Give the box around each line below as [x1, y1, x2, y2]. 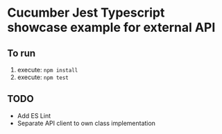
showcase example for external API [7, 19, 216, 35]
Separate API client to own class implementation [17, 119, 156, 127]
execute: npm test [17, 73, 69, 81]
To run [7, 47, 36, 59]
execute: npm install [17, 66, 78, 74]
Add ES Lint [17, 111, 51, 119]
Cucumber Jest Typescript [7, 5, 165, 21]
